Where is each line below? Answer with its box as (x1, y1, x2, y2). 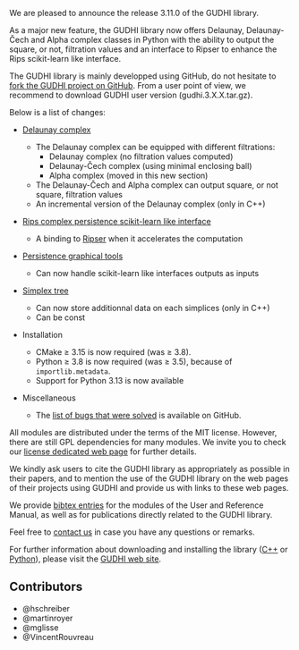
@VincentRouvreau (21, 631, 94, 642)
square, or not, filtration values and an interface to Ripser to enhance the (9, 44, 278, 55)
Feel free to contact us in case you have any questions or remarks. (9, 527, 255, 537)
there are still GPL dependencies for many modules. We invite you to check (9, 437, 286, 447)
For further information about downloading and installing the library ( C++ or (9, 544, 288, 554)
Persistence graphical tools (21, 250, 124, 261)
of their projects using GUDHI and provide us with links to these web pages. (9, 483, 289, 493)
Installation (21, 330, 64, 340)
